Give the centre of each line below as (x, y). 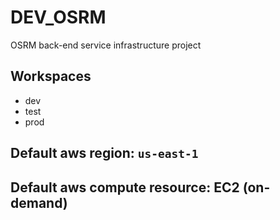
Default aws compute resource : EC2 (125, 187)
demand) (39, 202)
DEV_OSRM (58, 17)
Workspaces (51, 76)
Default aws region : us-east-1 (104, 153)
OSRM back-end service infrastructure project (106, 45)
